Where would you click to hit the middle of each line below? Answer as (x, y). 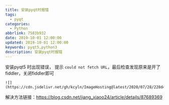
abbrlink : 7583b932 (26, 33)
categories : (18, 24)
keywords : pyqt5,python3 (31, 47)
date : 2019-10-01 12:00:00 (33, 38)
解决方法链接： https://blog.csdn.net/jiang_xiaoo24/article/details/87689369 (84, 97)
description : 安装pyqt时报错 (34, 52)
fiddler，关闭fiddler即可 (30, 73)
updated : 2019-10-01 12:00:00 (37, 43)
